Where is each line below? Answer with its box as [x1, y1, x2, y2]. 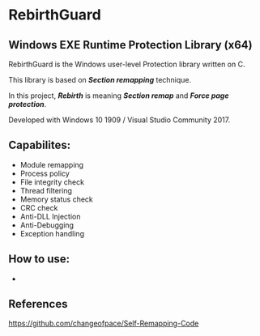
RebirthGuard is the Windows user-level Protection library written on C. [8, 59, 245, 69]
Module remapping [19, 159, 83, 169]
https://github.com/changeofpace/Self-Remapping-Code [8, 318, 199, 329]
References [8, 297, 68, 311]
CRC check [19, 202, 58, 212]
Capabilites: [8, 138, 71, 152]
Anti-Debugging [19, 220, 75, 230]
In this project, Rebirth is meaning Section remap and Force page [8, 91, 229, 100]
